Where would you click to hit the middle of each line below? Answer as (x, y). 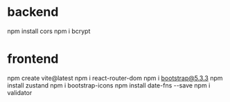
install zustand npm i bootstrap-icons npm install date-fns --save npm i (109, 85)
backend (33, 12)
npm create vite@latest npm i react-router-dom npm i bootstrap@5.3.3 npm (115, 78)
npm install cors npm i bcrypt (49, 31)
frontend (33, 59)
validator (20, 92)
